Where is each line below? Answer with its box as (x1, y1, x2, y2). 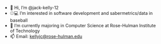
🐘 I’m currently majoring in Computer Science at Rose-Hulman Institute (9, 23, 156, 28)
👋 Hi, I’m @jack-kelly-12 (9, 5, 59, 10)
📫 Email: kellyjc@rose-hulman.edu (9, 34, 82, 39)
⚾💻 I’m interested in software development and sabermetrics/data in (9, 10, 153, 16)
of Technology (9, 28, 40, 34)
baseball (9, 17, 28, 23)
